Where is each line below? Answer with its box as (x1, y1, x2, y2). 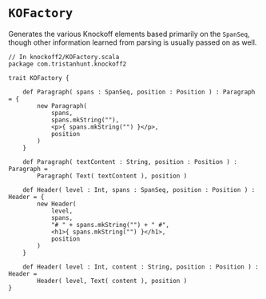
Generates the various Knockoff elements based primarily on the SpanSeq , (8, 29, 250, 38)
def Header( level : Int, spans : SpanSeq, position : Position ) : (22, 185, 256, 193)
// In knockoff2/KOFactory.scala (8, 53, 120, 61)
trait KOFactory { (8, 74, 69, 82)
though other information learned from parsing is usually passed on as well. (8, 38, 257, 47)
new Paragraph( (37, 102, 88, 110)
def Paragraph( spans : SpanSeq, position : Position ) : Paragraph (22, 88, 256, 96)
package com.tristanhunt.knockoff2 (8, 60, 127, 68)
